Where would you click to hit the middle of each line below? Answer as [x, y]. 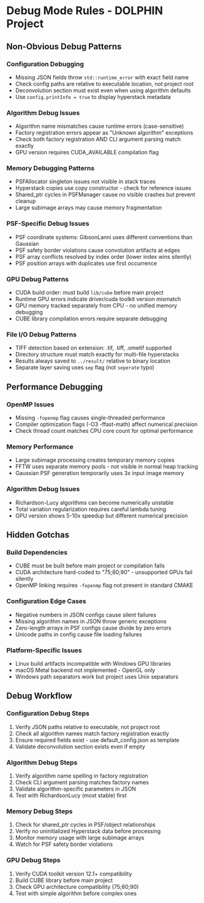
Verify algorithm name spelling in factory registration [81, 776]
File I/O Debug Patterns [42, 334]
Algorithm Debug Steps [42, 762]
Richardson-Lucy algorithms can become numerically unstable [94, 502]
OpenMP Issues [30, 404]
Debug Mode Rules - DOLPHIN [85, 11]
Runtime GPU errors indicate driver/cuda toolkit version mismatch [98, 299]
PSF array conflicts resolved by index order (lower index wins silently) [103, 256]
